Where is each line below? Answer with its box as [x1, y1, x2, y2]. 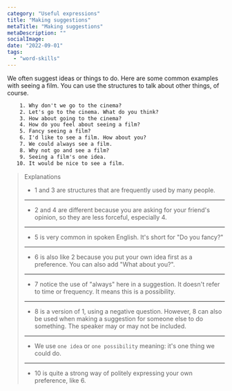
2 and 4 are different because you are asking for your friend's [34, 205, 211, 214]
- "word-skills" [13, 55, 60, 62]
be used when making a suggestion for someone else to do [34, 314, 204, 323]
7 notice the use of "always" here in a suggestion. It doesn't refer [34, 280, 220, 288]
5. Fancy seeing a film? [19, 128, 91, 135]
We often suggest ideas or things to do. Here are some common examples [7, 74, 219, 82]
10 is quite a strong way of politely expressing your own [34, 369, 193, 377]
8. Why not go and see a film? [19, 146, 110, 154]
